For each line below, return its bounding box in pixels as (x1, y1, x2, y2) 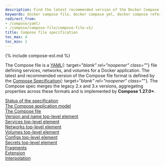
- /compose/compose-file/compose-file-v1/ (5, 26, 93, 30)
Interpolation (5, 155, 31, 161)
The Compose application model (5, 103, 71, 109)
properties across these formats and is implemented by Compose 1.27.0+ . (5, 88, 156, 94)
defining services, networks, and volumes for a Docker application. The (5, 67, 150, 73)
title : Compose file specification (5, 30, 78, 35)
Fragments (5, 144, 27, 150)
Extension (5, 150, 26, 156)
